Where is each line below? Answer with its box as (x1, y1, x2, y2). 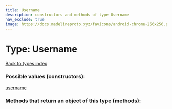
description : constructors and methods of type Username (5, 12, 130, 17)
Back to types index (5, 61, 47, 67)
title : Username (5, 7, 40, 13)
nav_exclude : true (5, 17, 45, 22)
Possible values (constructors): (5, 73, 85, 80)
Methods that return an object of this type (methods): (5, 97, 141, 104)
